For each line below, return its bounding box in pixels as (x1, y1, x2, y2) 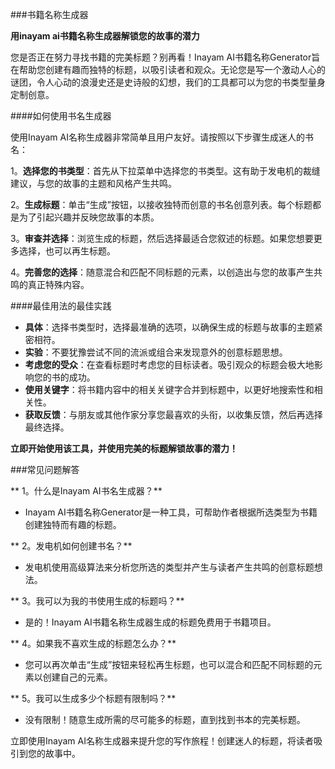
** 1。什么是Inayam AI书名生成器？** (10, 485, 163, 497)
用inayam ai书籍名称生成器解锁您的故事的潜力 (10, 30, 200, 42)
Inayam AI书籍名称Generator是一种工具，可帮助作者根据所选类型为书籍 (24, 506, 318, 518)
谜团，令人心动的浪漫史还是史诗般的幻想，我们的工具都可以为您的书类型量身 (10, 76, 326, 88)
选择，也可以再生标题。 (18, 245, 116, 257)
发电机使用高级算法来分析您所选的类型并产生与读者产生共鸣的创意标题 (24, 561, 315, 573)
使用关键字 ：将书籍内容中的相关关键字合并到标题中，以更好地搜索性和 (24, 384, 315, 395)
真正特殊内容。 (27, 279, 90, 290)
